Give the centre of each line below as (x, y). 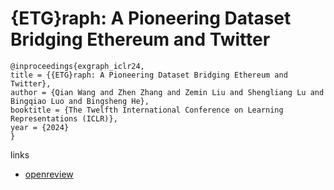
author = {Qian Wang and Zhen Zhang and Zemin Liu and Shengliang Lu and (167, 92)
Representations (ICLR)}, (64, 118)
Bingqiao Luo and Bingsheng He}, (80, 101)
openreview (49, 174)
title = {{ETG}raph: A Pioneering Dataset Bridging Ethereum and (149, 75)
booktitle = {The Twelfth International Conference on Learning (147, 110)
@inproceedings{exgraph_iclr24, (77, 66)
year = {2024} (40, 127)
